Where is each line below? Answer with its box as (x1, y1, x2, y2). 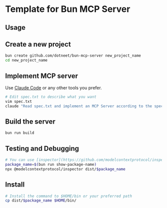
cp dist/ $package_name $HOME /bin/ (5, 198, 77, 203)
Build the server (5, 117, 56, 126)
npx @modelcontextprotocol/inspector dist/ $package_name (5, 166, 126, 172)
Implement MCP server (5, 71, 79, 80)
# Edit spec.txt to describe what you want (5, 94, 97, 99)
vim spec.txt (5, 99, 32, 104)
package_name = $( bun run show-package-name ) (5, 162, 97, 167)
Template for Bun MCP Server (5, 3, 131, 15)
